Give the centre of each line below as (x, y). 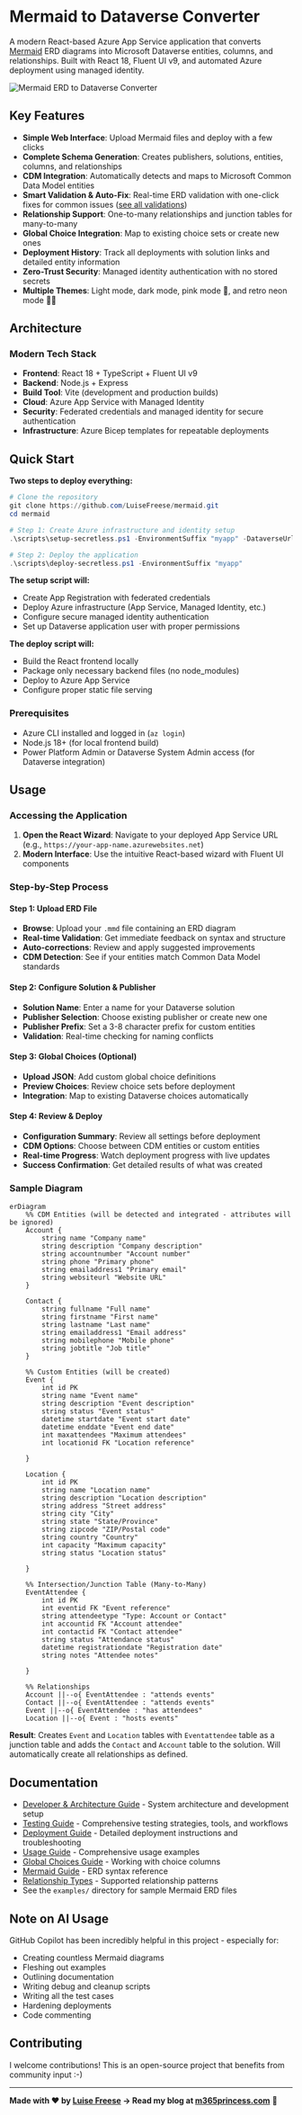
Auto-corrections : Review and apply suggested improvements (139, 947)
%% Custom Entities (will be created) (98, 1372)
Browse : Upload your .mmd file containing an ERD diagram (129, 928)
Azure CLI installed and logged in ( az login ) (104, 733)
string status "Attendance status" (108, 1640)
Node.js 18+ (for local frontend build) (90, 742)
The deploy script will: (52, 644)
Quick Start (42, 459)
